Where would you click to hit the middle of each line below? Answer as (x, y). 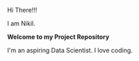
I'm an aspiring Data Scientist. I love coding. (70, 50)
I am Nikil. (22, 23)
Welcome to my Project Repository (58, 37)
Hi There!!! (22, 10)
